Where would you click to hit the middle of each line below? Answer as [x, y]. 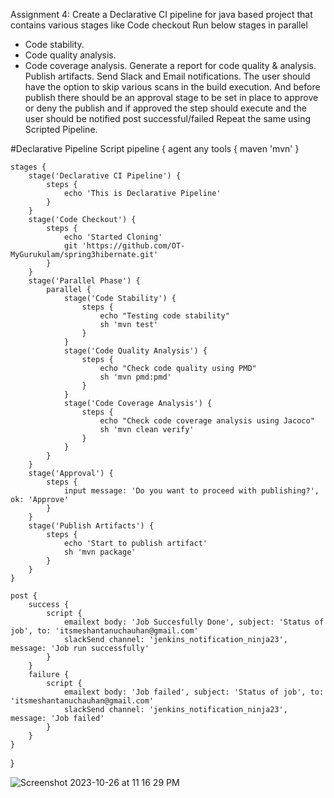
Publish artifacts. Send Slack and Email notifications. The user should [167, 76]
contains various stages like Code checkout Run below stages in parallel [159, 25]
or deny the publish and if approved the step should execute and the [165, 108]
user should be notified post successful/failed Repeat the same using [167, 118]
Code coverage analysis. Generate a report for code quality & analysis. [170, 65]
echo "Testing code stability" [164, 316]
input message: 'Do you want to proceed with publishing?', [191, 491]
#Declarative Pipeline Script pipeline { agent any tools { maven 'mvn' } [155, 148]
